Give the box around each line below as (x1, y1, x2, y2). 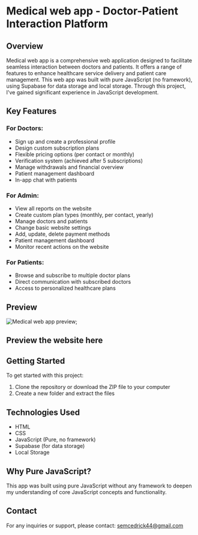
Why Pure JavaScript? (6, 466, 92, 476)
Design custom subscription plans (14, 144, 100, 151)
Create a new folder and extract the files (14, 390, 115, 397)
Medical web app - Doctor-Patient (6, 4, 179, 18)
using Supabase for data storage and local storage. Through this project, (6, 82, 186, 90)
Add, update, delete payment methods (14, 230, 110, 237)
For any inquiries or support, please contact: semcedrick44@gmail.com (6, 522, 184, 529)
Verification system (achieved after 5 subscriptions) (14, 157, 143, 164)
